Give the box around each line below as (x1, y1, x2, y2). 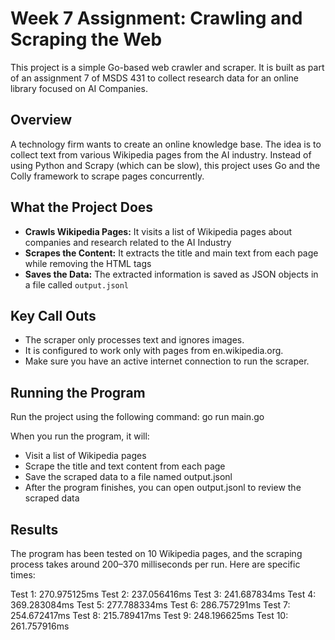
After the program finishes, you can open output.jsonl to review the (24, 482, 302, 494)
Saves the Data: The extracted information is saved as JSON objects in (24, 268, 319, 280)
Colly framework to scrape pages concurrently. (10, 170, 205, 182)
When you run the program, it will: (10, 430, 150, 442)
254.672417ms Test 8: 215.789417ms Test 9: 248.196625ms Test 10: (10, 610, 289, 621)
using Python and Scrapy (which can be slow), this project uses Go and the (10, 159, 321, 171)
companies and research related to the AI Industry (24, 236, 232, 248)
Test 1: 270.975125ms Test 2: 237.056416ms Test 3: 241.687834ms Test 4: (10, 588, 317, 600)
